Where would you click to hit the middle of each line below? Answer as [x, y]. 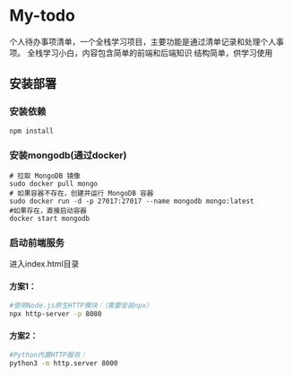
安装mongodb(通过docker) [68, 155]
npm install [31, 131]
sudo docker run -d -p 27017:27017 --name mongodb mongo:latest [132, 201]
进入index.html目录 [44, 264]
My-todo [43, 16]
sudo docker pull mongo [54, 184]
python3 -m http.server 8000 [64, 364]
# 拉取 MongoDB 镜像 [45, 176]
